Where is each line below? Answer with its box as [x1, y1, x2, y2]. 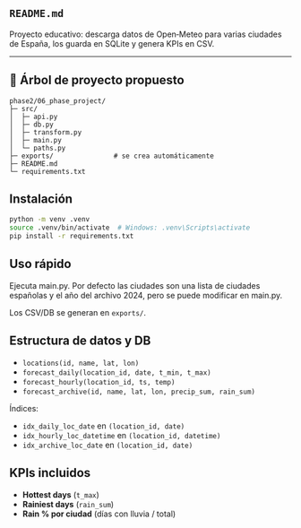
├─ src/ [9, 104, 39, 113]
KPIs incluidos [9, 465, 91, 480]
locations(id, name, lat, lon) [21, 359, 140, 368]
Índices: [9, 402, 39, 413]
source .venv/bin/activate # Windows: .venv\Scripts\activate [9, 223, 251, 232]
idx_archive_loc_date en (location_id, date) [21, 439, 193, 450]
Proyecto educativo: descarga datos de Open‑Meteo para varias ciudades [9, 29, 282, 39]
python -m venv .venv [9, 215, 90, 224]
